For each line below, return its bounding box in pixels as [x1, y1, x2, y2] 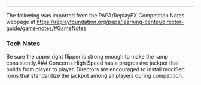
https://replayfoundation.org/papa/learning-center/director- [36, 19, 184, 25]
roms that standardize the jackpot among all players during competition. [6, 72, 184, 80]
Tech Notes [6, 40, 41, 48]
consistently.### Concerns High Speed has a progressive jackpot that [6, 59, 179, 66]
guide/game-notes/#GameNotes [6, 25, 87, 32]
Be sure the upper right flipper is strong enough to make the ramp [6, 53, 169, 60]
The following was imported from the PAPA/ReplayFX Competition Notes [6, 12, 185, 19]
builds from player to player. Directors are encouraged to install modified [6, 66, 185, 73]
